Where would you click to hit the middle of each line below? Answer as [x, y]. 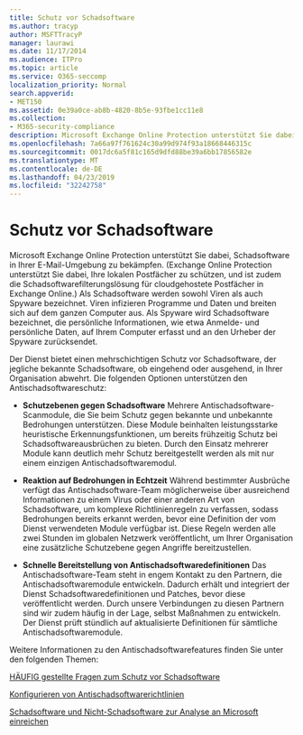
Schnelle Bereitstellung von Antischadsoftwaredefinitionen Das [144, 565]
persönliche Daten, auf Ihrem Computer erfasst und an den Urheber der [143, 332]
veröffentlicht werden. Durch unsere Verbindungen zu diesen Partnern [153, 604]
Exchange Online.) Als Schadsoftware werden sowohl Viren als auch [136, 293]
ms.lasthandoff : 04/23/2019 [62, 177]
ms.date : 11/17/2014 [48, 51]
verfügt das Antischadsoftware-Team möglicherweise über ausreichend [156, 490]
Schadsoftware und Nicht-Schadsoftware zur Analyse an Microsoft [134, 712]
